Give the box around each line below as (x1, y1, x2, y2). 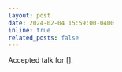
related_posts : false (8, 33, 79, 42)
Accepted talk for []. (8, 55, 73, 65)
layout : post (8, 11, 51, 20)
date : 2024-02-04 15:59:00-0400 (8, 19, 114, 27)
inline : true (8, 26, 51, 34)
